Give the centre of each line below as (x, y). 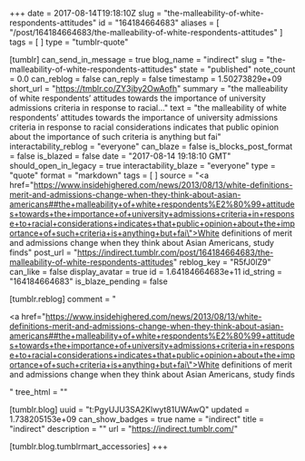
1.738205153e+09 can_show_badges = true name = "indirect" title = (137, 419)
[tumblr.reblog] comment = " (63, 299)
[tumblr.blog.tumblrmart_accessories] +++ (89, 446)
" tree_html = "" (39, 392)
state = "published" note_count (237, 69)
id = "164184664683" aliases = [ (159, 23)
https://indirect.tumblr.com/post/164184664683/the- (175, 252)
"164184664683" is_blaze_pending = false (89, 281)
